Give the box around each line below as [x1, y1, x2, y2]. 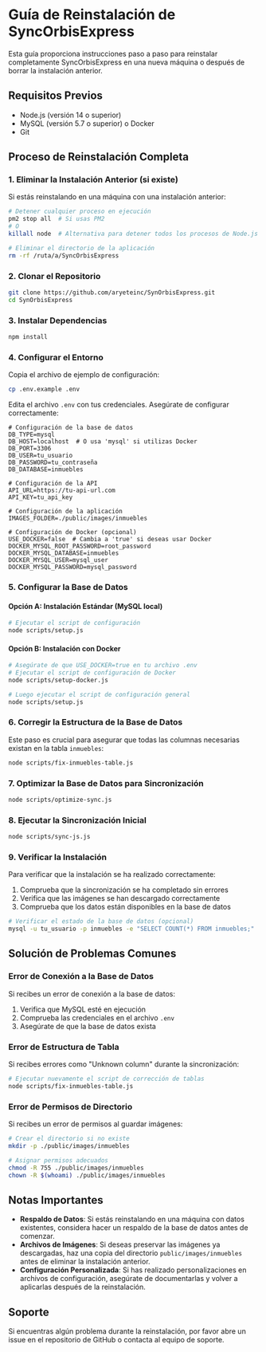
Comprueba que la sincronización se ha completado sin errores [19, 885, 229, 894]
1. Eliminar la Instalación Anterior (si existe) [8, 174, 179, 185]
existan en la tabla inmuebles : [8, 743, 104, 753]
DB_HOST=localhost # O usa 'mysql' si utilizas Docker [8, 438, 198, 446]
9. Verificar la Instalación [8, 851, 108, 863]
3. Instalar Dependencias [8, 315, 108, 326]
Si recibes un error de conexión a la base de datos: [8, 988, 175, 998]
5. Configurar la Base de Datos [8, 582, 129, 592]
